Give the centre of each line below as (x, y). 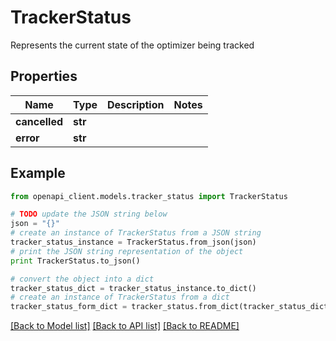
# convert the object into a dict (82, 279)
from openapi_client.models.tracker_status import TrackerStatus (149, 196)
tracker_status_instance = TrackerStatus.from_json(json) (133, 242)
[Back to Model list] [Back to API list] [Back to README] (125, 326)
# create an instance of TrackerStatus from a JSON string (136, 233)
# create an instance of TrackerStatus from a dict (120, 297)
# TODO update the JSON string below (89, 214)
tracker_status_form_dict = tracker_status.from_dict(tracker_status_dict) (171, 307)
